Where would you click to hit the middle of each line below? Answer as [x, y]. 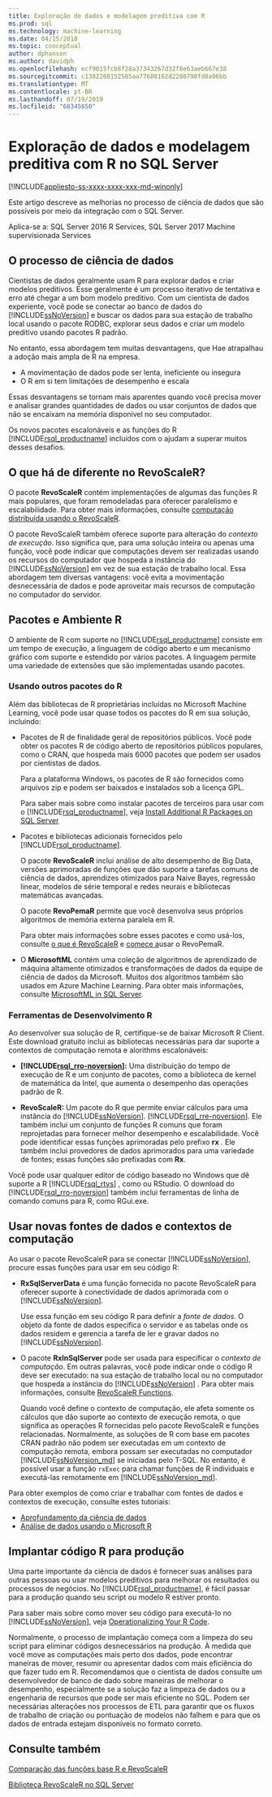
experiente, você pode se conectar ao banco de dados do [106, 306]
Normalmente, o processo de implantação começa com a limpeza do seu [131, 1637]
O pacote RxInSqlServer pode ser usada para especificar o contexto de [140, 1357]
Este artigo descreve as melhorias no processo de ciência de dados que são [136, 202]
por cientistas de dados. [60, 763]
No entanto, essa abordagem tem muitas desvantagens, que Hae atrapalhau [136, 348]
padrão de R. [42, 1092]
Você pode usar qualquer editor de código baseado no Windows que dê [129, 1175]
